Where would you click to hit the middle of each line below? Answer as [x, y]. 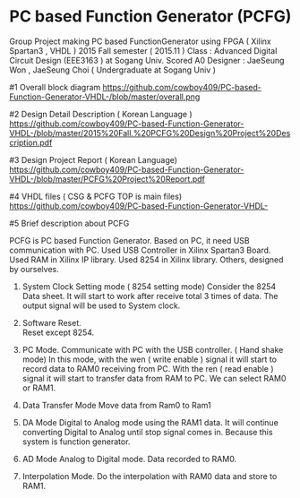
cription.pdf [31, 142]
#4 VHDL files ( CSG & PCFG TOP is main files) [95, 196]
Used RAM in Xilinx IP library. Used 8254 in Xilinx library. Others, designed [146, 259]
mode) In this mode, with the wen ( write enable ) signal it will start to [150, 359]
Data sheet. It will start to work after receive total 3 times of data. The [150, 296]
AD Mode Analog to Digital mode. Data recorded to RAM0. [129, 459]
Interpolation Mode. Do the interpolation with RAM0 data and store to [150, 476]
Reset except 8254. [58, 332]
